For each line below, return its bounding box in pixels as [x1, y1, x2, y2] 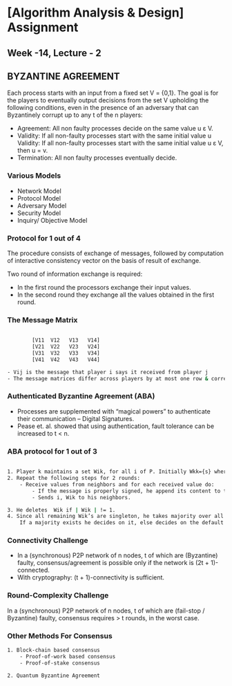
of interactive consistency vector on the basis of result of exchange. [7, 256, 202, 264]
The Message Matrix [7, 315, 78, 324]
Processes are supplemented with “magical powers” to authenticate [17, 407, 211, 416]
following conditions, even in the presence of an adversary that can [7, 104, 199, 112]
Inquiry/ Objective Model [17, 216, 88, 224]
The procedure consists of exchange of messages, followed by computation [7, 249, 224, 257]
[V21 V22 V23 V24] [32, 344, 100, 351]
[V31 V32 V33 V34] [32, 350, 100, 357]
